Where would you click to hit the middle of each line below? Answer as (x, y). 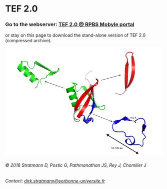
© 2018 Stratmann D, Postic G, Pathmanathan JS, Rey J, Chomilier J (76, 165)
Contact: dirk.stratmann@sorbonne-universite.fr (55, 180)
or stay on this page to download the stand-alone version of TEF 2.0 (75, 35)
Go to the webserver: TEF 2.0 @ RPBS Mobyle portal (70, 25)
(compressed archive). (28, 41)
